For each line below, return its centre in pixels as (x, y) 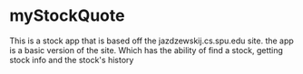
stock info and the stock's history (72, 60)
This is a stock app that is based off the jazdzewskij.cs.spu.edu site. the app (152, 41)
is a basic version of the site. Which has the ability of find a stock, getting (147, 50)
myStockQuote (67, 16)
